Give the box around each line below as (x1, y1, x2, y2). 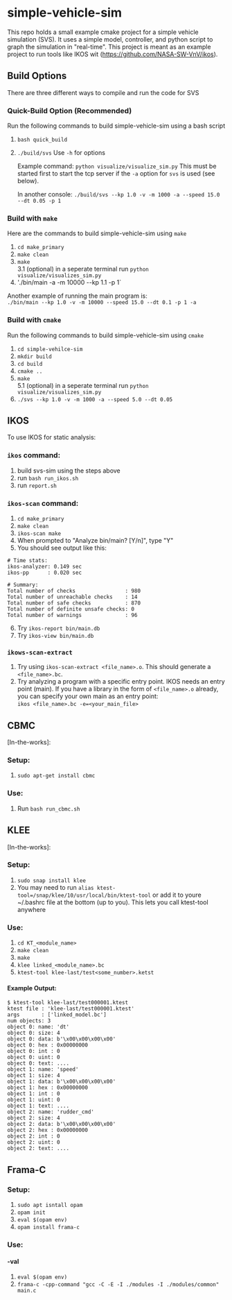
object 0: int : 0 (7, 1048, 60, 1055)
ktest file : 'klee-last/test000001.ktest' (7, 1005, 135, 1013)
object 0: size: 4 (7, 1029, 60, 1037)
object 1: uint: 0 (7, 1097, 60, 1104)
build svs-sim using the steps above (17, 466, 121, 475)
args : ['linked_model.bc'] (7, 1011, 107, 1018)
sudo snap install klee (17, 877, 87, 884)
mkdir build (17, 353, 52, 360)
